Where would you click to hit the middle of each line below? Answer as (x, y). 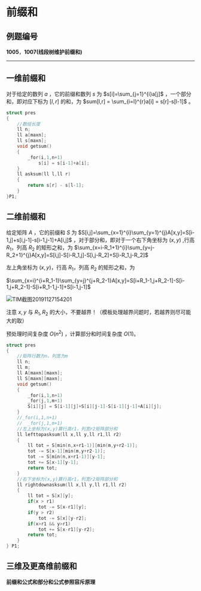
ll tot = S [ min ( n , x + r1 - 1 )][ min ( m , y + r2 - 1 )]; (83, 446)
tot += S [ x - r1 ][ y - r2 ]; (66, 529)
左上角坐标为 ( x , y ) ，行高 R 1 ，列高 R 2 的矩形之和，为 (71, 268)
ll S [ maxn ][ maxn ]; (40, 378)
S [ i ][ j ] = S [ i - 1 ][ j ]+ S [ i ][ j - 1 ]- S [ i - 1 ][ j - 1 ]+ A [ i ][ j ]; (95, 407)
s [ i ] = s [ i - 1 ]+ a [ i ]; (64, 163)
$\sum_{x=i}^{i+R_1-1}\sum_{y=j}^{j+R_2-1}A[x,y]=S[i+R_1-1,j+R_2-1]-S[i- (96, 280)
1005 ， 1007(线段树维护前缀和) (44, 52)
